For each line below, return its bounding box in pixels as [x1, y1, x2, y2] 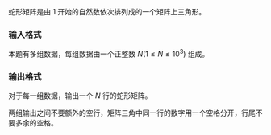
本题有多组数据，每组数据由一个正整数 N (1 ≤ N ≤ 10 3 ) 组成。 [8, 47, 210, 59]
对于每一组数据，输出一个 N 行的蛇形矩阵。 [8, 91, 152, 100]
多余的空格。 [15, 118, 58, 128]
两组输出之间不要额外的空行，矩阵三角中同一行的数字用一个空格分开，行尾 [8, 108, 256, 118]
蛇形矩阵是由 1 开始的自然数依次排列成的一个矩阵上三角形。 [8, 7, 206, 16]
